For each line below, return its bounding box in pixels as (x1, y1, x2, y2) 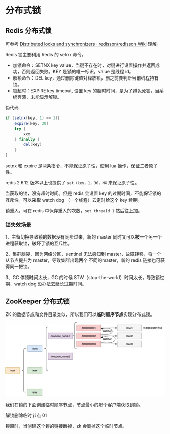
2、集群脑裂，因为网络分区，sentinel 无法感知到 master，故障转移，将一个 (5, 251, 161, 257)
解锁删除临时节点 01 (5, 412, 47, 418)
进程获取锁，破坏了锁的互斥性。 (5, 240, 72, 246)
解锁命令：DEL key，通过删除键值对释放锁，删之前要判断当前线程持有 (12, 75, 159, 81)
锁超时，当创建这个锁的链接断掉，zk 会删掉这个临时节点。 (5, 423, 127, 429)
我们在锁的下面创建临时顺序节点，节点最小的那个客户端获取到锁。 (5, 401, 143, 408)
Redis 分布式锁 (5, 26, 52, 35)
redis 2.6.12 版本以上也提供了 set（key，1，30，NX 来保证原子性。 (5, 180, 140, 185)
